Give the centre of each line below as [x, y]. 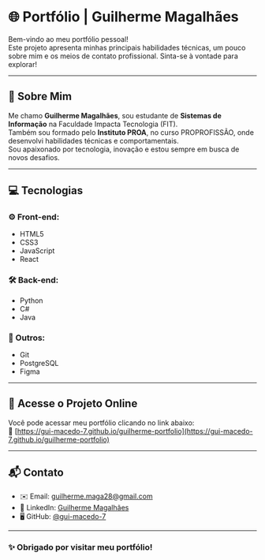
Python [31, 301]
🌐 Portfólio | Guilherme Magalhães [123, 17]
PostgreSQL [39, 364]
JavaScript [37, 251]
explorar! [23, 64]
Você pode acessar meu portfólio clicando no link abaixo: [101, 423]
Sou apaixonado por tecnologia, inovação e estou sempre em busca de [124, 149]
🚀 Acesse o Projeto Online [73, 403]
